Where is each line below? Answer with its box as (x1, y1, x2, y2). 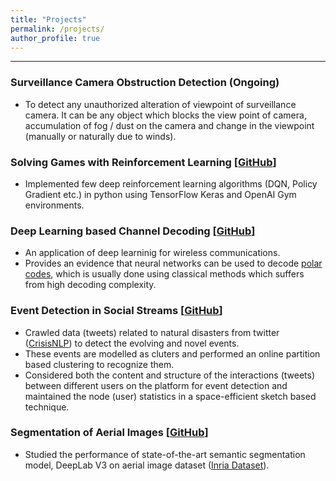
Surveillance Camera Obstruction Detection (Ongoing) (10, 76, 280, 90)
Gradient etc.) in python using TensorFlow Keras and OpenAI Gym (24, 188, 297, 200)
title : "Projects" (10, 14, 87, 25)
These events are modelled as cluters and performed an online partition (24, 347, 321, 360)
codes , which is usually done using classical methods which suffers (24, 268, 305, 280)
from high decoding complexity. (24, 279, 157, 291)
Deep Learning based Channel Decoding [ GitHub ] (10, 224, 256, 238)
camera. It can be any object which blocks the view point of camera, (24, 109, 307, 121)
